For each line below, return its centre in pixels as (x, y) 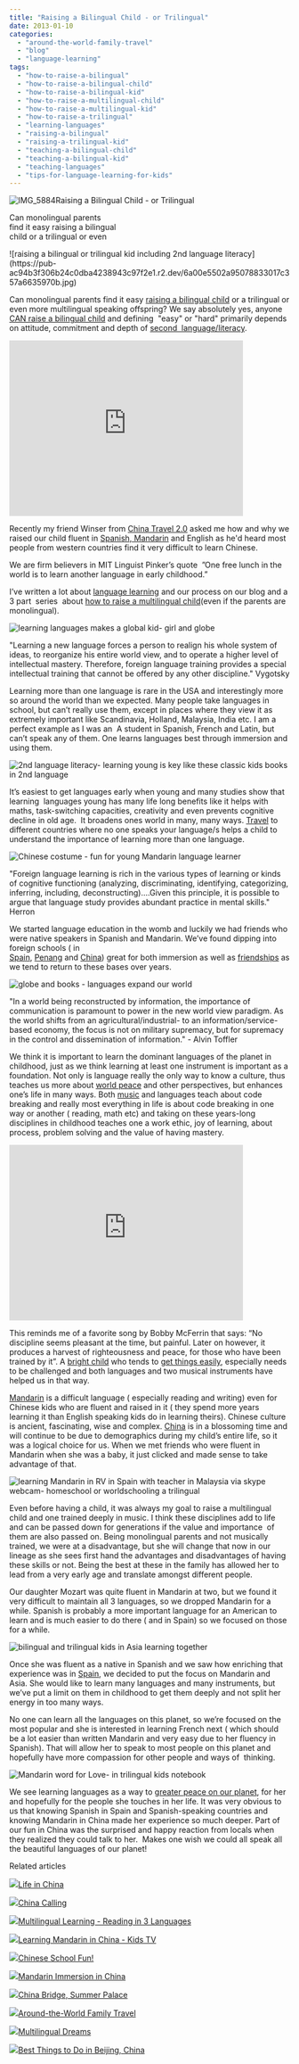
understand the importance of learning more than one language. (127, 839)
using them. (31, 748)
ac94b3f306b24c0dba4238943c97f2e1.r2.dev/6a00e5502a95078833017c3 (149, 273)
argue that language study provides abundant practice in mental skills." (139, 903)
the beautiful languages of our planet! (78, 1849)
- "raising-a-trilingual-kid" (73, 142)
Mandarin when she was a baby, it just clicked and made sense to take (139, 1455)
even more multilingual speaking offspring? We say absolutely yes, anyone (146, 310)
